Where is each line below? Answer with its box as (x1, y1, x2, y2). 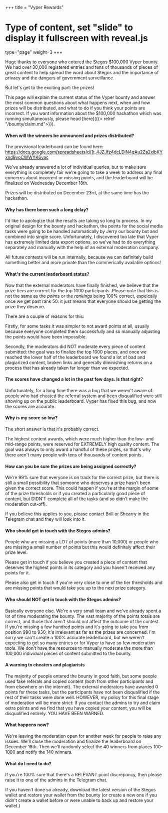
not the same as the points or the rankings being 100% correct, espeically (5, 293, 157, 299)
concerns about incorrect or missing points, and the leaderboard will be (5, 175, 153, 181)
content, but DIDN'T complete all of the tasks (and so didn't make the (5, 496, 148, 502)
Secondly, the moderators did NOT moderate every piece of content (5, 343, 146, 350)
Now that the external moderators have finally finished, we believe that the (5, 282, 158, 288)
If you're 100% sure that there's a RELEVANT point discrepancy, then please (5, 772, 162, 778)
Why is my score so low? (5, 415, 58, 421)
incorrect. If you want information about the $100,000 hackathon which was (5, 110, 161, 116)
